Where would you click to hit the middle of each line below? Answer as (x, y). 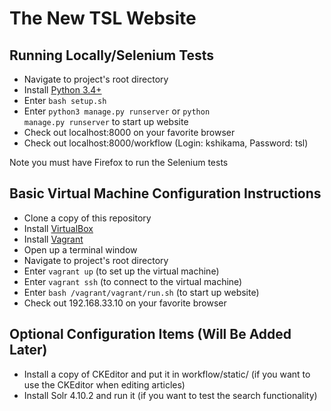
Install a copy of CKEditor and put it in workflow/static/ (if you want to (167, 374)
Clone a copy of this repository (87, 218)
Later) (28, 350)
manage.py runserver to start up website (106, 121)
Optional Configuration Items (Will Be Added (150, 334)
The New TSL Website (103, 18)
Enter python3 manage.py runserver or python (117, 111)
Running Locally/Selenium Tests (112, 55)
